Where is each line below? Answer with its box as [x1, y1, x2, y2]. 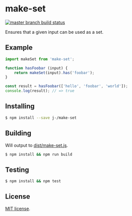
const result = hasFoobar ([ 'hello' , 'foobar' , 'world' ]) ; [5, 84, 128, 89]
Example [5, 43, 33, 52]
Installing [5, 102, 35, 111]
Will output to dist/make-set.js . [5, 142, 68, 148]
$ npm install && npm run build [5, 152, 72, 157]
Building [5, 129, 31, 138]
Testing [5, 165, 29, 174]
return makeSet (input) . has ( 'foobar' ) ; [14, 70, 95, 75]
